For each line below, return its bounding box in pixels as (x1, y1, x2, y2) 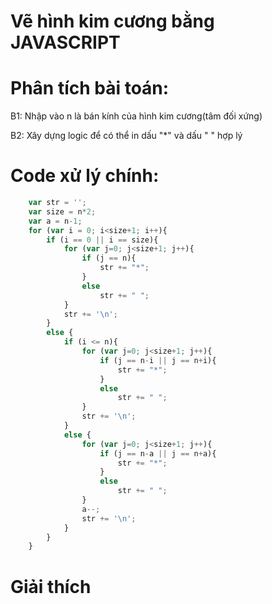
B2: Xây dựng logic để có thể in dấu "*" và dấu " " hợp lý (10, 130, 243, 142)
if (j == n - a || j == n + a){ (99, 448, 217, 459)
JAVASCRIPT (10, 31, 121, 54)
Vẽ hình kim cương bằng (10, 10, 215, 33)
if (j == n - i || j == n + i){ (99, 355, 217, 365)
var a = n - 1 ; (28, 216, 83, 226)
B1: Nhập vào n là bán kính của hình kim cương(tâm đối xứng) (10, 110, 263, 122)
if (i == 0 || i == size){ (46, 235, 159, 245)
